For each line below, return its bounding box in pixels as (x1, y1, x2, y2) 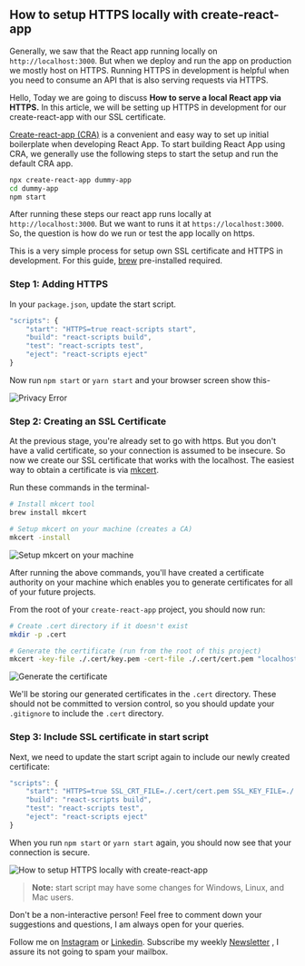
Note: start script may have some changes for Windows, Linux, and (31, 882, 284, 892)
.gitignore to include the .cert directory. (9, 708, 164, 719)
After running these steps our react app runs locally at (9, 209, 212, 220)
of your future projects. (9, 586, 96, 597)
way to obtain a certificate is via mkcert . (9, 465, 159, 476)
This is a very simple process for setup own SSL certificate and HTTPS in (9, 245, 283, 257)
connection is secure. (9, 846, 91, 857)
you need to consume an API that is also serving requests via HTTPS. (9, 74, 270, 85)
